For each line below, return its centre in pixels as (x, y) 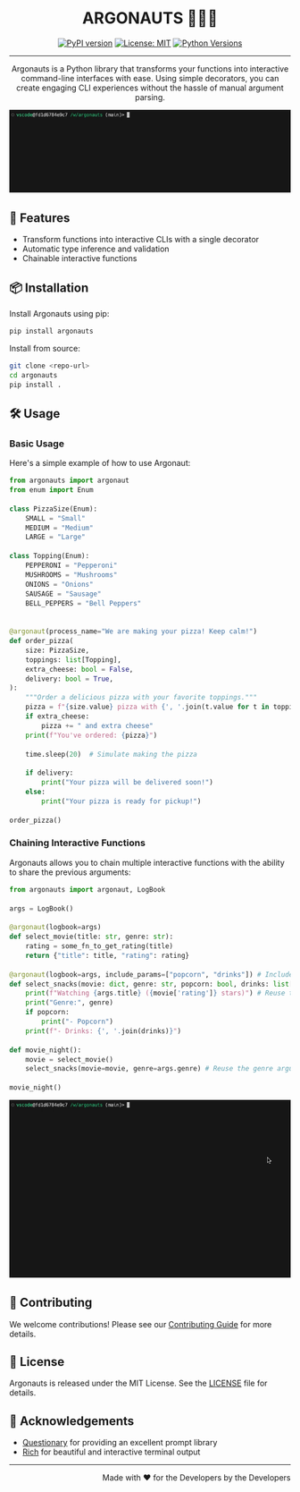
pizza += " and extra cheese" (97, 725)
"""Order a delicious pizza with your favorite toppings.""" (141, 698)
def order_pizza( (42, 641)
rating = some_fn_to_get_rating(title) (100, 946)
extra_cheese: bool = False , (79, 669)
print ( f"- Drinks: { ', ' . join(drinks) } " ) (103, 1031)
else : (36, 792)
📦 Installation (49, 288)
